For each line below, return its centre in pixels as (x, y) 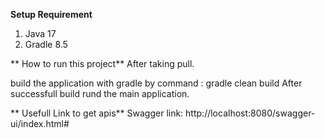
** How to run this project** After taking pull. (102, 63)
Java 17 (40, 33)
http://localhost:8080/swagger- (250, 113)
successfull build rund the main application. (100, 93)
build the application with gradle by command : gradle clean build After (156, 83)
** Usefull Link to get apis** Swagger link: (97, 113)
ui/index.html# (40, 123)
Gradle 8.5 (46, 44)
